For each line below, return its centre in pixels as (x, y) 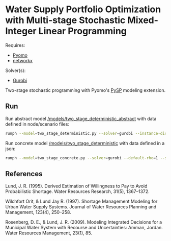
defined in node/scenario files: (37, 124)
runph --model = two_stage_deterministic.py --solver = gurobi (69, 133)
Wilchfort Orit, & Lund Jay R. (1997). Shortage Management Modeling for (81, 201)
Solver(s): (16, 70)
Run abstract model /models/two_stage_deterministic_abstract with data (81, 118)
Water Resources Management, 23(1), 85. (49, 233)
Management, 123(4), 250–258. (38, 212)
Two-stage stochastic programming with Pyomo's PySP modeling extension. (85, 90)
